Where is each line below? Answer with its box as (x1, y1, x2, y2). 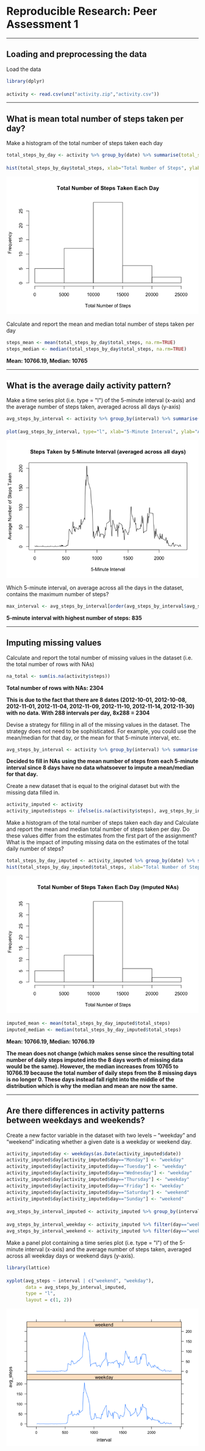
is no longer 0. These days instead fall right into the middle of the (6, 1076, 174, 1083)
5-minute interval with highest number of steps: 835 (6, 614, 142, 621)
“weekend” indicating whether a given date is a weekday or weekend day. (6, 1138, 192, 1145)
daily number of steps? (6, 845, 64, 852)
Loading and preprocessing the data (6, 49, 147, 59)
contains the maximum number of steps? (6, 591, 109, 598)
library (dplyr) (6, 78, 45, 84)
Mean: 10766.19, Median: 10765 (6, 357, 88, 364)
